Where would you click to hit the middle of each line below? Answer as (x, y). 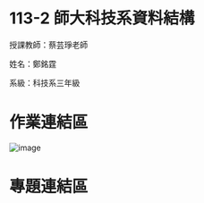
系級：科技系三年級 (45, 82)
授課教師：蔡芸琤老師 (48, 45)
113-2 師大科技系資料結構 (102, 18)
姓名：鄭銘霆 (33, 63)
